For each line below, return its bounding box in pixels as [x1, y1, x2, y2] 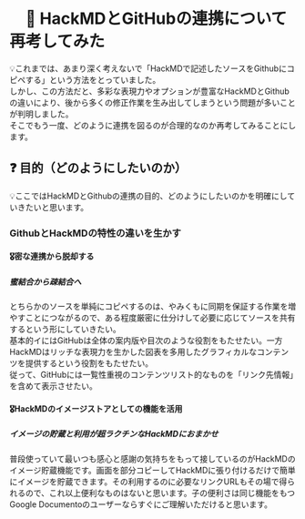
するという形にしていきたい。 [9, 324, 121, 335]
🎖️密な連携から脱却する [9, 251, 95, 262]
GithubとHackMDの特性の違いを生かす [9, 227, 182, 239]
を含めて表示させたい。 [9, 381, 97, 392]
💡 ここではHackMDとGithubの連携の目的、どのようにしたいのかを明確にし [9, 190, 288, 201]
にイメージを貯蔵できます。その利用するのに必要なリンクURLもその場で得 [9, 475, 288, 487]
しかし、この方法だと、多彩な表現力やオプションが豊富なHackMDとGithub [9, 86, 290, 97]
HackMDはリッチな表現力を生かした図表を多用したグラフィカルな [9, 347, 258, 358]
